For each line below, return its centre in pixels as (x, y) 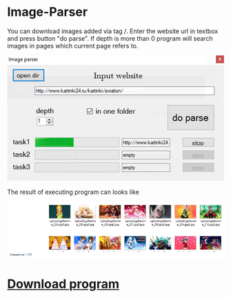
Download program (63, 284)
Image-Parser (48, 12)
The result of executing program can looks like (73, 192)
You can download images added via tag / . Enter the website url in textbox (113, 31)
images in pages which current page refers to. (73, 46)
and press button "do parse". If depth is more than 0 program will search (110, 38)
